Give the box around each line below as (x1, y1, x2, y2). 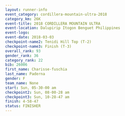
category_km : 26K (5, 16, 41, 21)
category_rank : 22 (5, 58, 43, 63)
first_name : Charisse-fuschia (5, 67, 68, 72)
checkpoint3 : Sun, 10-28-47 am (5, 94, 70, 99)
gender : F (5, 76, 26, 81)
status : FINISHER (5, 104, 41, 109)
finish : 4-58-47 (5, 99, 39, 104)
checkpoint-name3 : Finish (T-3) (5, 44, 72, 49)
